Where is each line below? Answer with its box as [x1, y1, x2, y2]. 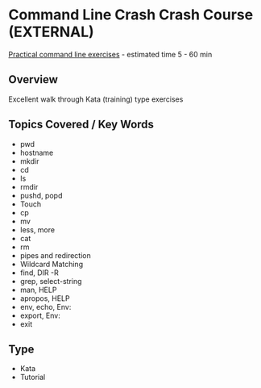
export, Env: [19, 311, 60, 320]
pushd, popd [19, 190, 63, 200]
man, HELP [19, 285, 57, 294]
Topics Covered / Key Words [8, 118, 155, 131]
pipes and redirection [19, 250, 91, 260]
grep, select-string [19, 276, 82, 286]
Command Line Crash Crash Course [8, 6, 254, 24]
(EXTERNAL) [8, 23, 94, 41]
